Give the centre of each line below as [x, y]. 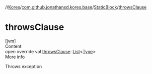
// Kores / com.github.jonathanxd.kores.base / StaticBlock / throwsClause [76, 7]
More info [15, 57]
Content [13, 46]
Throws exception [24, 66]
